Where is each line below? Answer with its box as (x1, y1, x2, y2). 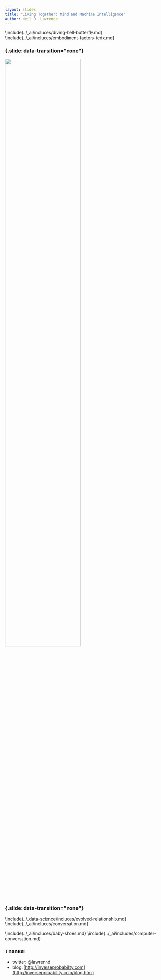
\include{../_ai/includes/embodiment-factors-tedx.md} (5, 35, 115, 41)
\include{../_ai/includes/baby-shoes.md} (5, 930, 87, 936)
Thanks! (5, 948, 25, 954)
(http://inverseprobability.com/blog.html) (12, 970, 94, 976)
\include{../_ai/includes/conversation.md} (5, 921, 89, 927)
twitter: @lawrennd (12, 959, 51, 965)
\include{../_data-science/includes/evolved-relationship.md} (5, 916, 127, 921)
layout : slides (5, 7, 36, 12)
